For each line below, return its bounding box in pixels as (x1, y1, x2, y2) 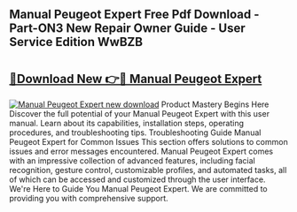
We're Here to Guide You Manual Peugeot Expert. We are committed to (9, 184, 268, 193)
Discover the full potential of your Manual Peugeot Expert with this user (9, 109, 270, 118)
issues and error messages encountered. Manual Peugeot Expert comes (9, 146, 273, 156)
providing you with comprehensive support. (9, 193, 168, 203)
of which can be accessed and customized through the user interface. (9, 174, 266, 185)
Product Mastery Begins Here (160, 99, 270, 110)
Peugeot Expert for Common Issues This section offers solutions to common (9, 137, 288, 147)
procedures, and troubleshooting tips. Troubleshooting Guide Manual (9, 127, 262, 138)
